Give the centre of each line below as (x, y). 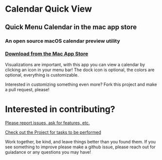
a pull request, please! (27, 89)
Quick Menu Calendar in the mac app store (71, 27)
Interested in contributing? (60, 109)
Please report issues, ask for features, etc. (47, 122)
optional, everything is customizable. (42, 75)
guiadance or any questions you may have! (48, 152)
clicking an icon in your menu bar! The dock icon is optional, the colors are (80, 70)
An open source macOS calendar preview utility (63, 41)
